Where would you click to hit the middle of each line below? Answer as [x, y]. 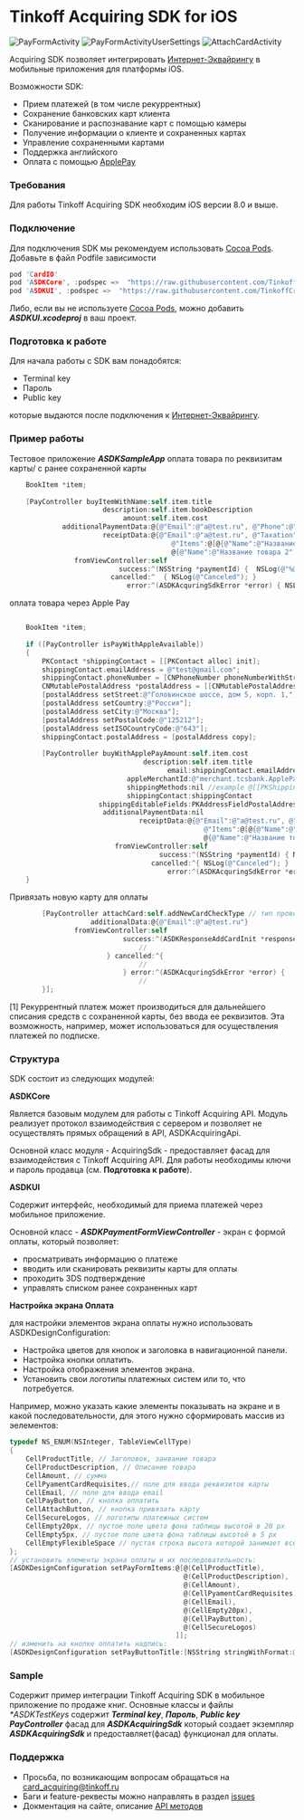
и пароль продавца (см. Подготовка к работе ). [101, 1170]
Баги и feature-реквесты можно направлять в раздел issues [138, 1796]
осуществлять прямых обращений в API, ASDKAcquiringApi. [125, 1133]
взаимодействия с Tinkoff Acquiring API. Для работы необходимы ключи [150, 1160]
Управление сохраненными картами [93, 142]
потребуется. [48, 1389]
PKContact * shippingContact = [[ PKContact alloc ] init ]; [151, 661]
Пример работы [47, 439]
